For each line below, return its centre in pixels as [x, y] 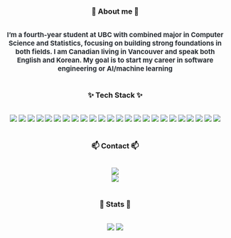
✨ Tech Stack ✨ [115, 95]
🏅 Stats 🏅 [115, 204]
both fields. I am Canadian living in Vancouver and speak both [115, 52]
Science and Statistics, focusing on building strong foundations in [115, 43]
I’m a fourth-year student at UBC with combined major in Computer [115, 35]
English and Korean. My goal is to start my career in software [115, 60]
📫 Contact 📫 [115, 145]
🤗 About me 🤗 [115, 11]
